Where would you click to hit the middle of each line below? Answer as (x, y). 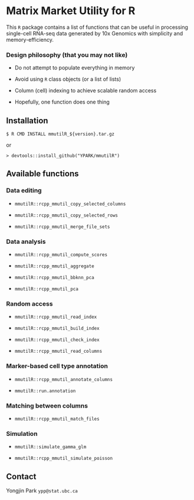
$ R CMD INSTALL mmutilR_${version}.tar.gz (60, 134)
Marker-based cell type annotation (57, 366)
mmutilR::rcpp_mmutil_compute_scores (61, 255)
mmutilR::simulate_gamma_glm (50, 447)
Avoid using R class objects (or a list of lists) (68, 79)
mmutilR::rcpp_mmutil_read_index (56, 317)
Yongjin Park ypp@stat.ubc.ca (42, 491)
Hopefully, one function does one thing (62, 102)
